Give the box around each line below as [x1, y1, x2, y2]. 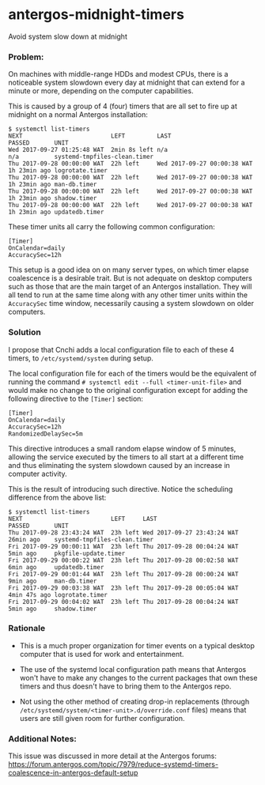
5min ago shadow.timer [8, 605, 97, 613]
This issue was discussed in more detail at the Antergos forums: [8, 751, 218, 760]
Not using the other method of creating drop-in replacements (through [19, 696, 250, 706]
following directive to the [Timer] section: [8, 394, 144, 403]
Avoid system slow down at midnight [8, 32, 128, 41]
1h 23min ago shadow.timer [8, 194, 97, 202]
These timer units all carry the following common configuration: [8, 222, 215, 232]
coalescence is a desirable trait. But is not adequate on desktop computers [8, 274, 252, 283]
